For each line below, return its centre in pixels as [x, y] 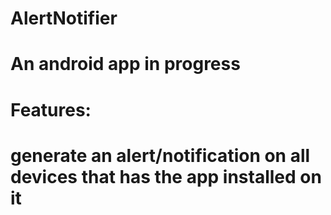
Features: [51, 109]
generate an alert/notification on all [160, 155]
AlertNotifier [64, 18]
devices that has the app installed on [166, 176]
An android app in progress [125, 64]
